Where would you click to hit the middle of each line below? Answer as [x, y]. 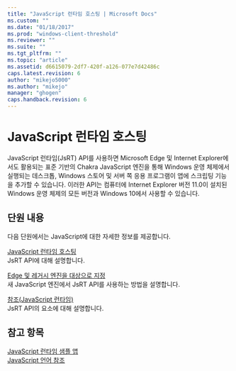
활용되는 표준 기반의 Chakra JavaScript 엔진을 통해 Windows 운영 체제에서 [125, 167]
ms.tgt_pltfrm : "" [34, 54]
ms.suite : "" [27, 47]
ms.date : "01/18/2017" [41, 27]
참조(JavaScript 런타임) [40, 299]
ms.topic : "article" [38, 60]
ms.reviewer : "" [31, 40]
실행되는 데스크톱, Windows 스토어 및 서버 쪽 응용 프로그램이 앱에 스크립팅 [111, 175]
